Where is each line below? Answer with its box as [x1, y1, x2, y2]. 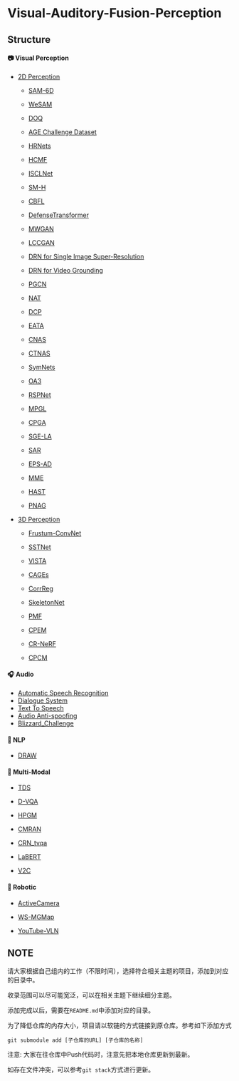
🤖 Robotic [7, 883, 37, 891]
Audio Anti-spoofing [17, 711, 78, 720]
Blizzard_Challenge [17, 719, 74, 728]
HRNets [28, 141, 51, 150]
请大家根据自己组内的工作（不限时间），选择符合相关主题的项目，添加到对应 [7, 967, 229, 975]
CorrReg [28, 584, 53, 593]
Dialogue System [17, 696, 68, 705]
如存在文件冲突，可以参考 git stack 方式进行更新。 [7, 1065, 155, 1074]
